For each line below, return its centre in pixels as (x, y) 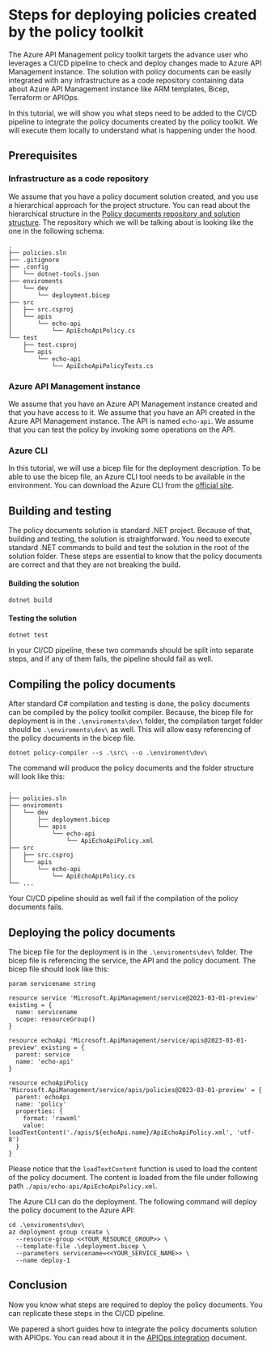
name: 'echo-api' (45, 1062)
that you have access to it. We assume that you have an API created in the (132, 412)
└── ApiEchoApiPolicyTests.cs (102, 366)
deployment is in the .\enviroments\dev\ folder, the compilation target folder (135, 721)
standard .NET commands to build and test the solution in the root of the (129, 548)
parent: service (43, 1055)
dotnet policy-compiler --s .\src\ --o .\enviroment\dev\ (108, 753)
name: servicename (47, 1013)
